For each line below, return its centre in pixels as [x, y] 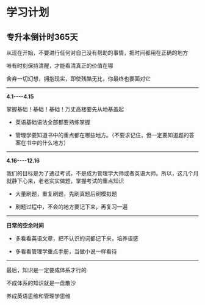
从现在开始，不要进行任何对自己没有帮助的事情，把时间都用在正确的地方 [97, 53]
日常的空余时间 [25, 225]
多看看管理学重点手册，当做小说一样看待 [66, 251]
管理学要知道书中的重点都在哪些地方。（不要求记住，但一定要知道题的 [102, 135]
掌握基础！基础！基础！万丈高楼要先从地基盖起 [65, 109]
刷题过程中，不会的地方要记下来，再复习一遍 [71, 207]
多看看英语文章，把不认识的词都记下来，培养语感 [77, 238]
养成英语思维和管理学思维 [38, 296]
